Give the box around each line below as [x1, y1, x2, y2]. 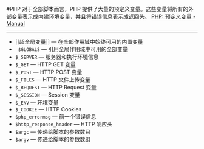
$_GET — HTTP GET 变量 [15, 61, 76, 68]
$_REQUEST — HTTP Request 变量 [15, 84, 97, 91]
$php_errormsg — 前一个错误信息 [15, 113, 97, 120]
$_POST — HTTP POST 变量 [15, 69, 83, 75]
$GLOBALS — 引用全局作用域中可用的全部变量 [18, 46, 129, 53]
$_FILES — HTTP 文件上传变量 [15, 76, 91, 83]
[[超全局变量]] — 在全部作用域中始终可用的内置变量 [15, 38, 144, 45]
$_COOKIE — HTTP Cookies [15, 106, 82, 113]
